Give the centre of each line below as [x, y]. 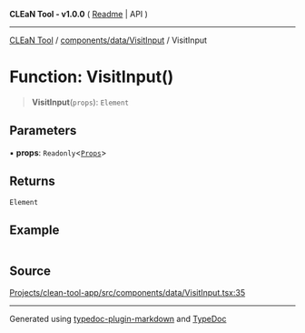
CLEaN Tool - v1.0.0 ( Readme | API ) [79, 14]
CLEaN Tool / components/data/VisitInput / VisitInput [108, 40]
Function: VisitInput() [92, 77]
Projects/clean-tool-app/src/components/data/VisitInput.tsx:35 [128, 293]
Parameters [43, 131]
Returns [33, 182]
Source [30, 271]
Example [34, 230]
